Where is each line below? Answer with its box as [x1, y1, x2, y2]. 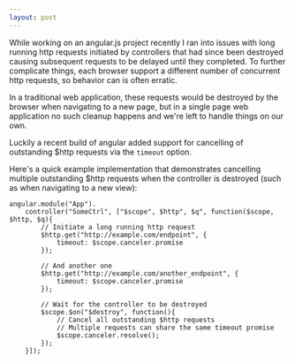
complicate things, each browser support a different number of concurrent [9, 65, 281, 76]
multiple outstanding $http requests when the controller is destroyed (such [9, 173, 282, 184]
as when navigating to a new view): [9, 182, 138, 193]
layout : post [9, 12, 57, 22]
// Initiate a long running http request [41, 223, 196, 231]
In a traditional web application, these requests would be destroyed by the [9, 92, 279, 102]
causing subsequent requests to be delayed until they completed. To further [9, 56, 286, 66]
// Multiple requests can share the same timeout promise [56, 323, 275, 332]
